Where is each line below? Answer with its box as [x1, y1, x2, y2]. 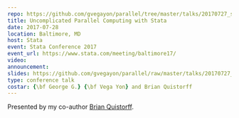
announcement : [7, 63, 50, 70]
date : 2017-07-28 [7, 23, 59, 31]
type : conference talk [7, 76, 75, 84]
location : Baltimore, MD [7, 30, 81, 38]
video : [7, 57, 27, 64]
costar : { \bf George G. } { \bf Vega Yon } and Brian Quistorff [7, 83, 193, 90]
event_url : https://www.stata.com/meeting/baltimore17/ [7, 50, 176, 58]
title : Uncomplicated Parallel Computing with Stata [7, 17, 167, 24]
